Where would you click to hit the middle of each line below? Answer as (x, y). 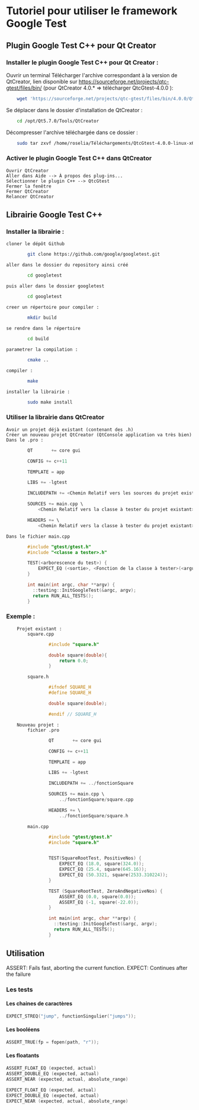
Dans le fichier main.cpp (38, 536)
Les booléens (23, 1030)
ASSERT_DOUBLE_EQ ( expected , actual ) (53, 1073)
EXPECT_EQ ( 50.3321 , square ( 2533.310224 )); (113, 875)
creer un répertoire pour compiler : (53, 307)
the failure (19, 974)
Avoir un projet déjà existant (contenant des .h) (70, 429)
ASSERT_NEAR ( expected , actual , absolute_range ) (67, 1079)
